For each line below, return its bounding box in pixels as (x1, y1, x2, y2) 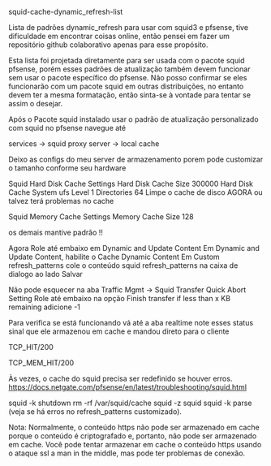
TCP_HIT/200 (8, 343, 54, 352)
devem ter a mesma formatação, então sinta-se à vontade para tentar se (8, 90, 252, 100)
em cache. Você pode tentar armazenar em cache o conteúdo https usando (8, 440, 262, 449)
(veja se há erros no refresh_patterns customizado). (8, 407, 183, 416)
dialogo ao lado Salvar (8, 270, 84, 278)
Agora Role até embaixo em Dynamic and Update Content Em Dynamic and (8, 244, 260, 252)
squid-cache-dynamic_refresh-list (8, 7, 123, 16)
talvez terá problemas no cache (8, 196, 114, 205)
